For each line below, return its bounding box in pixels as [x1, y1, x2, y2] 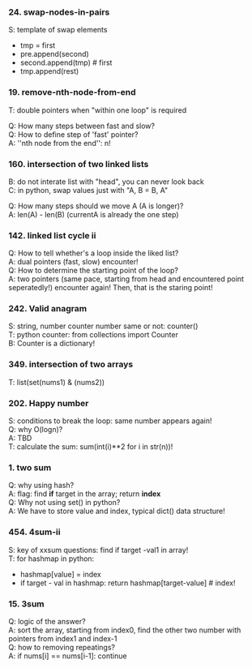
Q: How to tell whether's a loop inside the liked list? [8, 248, 179, 258]
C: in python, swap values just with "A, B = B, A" [8, 185, 169, 195]
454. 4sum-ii [8, 526, 61, 537]
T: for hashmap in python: [8, 554, 95, 563]
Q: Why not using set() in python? [8, 498, 121, 507]
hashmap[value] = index [19, 569, 101, 579]
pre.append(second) [19, 49, 89, 59]
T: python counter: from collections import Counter [8, 330, 178, 340]
